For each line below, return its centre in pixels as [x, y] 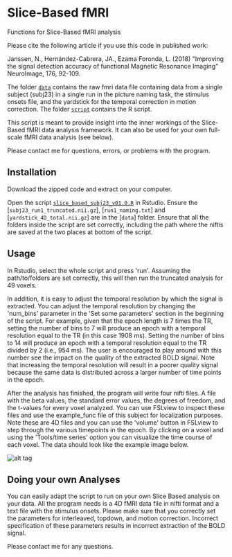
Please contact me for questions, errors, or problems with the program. [109, 150]
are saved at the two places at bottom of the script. [80, 232]
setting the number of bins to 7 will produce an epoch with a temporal [107, 328]
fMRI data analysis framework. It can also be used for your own [117, 130]
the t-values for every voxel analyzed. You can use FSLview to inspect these [116, 407]
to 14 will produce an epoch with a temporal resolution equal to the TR [107, 343]
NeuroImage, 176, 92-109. [44, 73]
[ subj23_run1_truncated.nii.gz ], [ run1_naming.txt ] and [86, 210]
